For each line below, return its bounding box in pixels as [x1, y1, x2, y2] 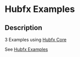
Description [5, 23, 42, 32]
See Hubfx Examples [5, 46, 48, 52]
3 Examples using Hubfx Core [5, 36, 66, 42]
